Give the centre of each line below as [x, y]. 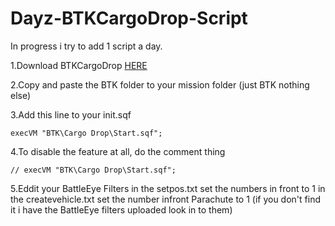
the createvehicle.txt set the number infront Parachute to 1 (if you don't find [165, 199]
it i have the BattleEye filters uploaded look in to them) [121, 209]
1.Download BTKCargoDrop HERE [79, 65]
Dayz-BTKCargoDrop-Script [129, 18]
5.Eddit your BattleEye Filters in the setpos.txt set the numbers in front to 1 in [168, 188]
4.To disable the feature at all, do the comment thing [118, 151]
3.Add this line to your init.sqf [71, 114]
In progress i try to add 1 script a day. [86, 46]
